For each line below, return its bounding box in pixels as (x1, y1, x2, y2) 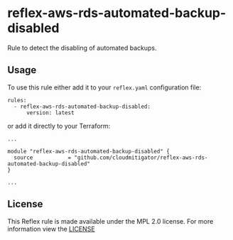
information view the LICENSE (7, 224, 95, 233)
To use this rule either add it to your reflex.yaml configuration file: (7, 83, 202, 92)
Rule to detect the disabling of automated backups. (7, 43, 157, 52)
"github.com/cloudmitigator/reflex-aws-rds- (74, 154, 208, 161)
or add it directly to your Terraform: (7, 121, 111, 130)
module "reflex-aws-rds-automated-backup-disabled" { (7, 148, 170, 155)
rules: (7, 97, 27, 104)
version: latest (26, 109, 75, 116)
